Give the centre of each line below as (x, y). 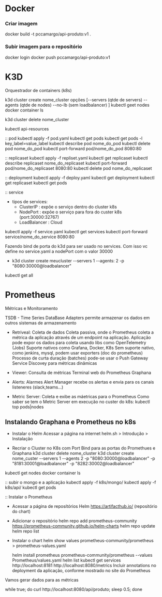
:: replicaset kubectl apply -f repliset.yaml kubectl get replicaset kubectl (77, 158)
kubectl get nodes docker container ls (43, 473)
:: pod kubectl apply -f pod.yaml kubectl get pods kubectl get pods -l (74, 138)
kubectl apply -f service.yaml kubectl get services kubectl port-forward (76, 231)
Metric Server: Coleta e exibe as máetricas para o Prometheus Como (81, 396)
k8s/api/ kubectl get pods (31, 487)
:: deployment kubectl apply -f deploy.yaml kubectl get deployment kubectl (80, 177)
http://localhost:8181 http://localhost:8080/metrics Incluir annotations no (84, 565)
